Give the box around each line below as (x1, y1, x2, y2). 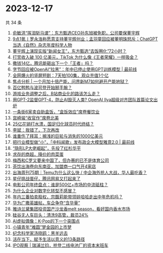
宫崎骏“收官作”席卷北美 (12, 115, 59, 120)
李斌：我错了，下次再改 (12, 127, 59, 133)
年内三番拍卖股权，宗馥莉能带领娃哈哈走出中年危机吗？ (12, 194, 123, 200)
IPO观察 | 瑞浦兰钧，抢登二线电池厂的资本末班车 (12, 242, 108, 248)
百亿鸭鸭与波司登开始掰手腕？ (12, 84, 72, 90)
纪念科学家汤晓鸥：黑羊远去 (12, 230, 68, 236)
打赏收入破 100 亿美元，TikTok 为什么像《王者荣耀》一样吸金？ (12, 54, 138, 60)
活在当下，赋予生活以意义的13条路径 (12, 236, 85, 242)
